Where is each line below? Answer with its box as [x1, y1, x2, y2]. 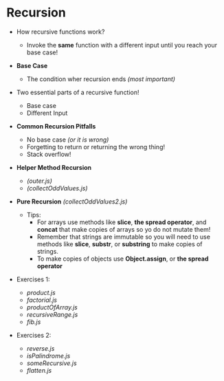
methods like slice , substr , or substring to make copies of [36, 239, 203, 248]
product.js [26, 288, 56, 296]
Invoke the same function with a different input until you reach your [26, 41, 218, 49]
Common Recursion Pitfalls [16, 122, 96, 130]
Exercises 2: [16, 331, 52, 339]
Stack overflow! [26, 150, 71, 158]
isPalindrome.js [26, 351, 71, 360]
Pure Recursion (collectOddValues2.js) [16, 197, 128, 206]
